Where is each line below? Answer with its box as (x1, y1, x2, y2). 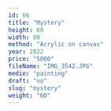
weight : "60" (8, 91, 51, 99)
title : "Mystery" (8, 19, 65, 27)
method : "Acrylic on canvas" (8, 41, 104, 48)
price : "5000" (8, 55, 55, 63)
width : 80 (8, 33, 41, 41)
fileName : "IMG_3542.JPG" (8, 63, 93, 70)
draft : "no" (8, 77, 47, 84)
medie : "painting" (8, 70, 68, 77)
